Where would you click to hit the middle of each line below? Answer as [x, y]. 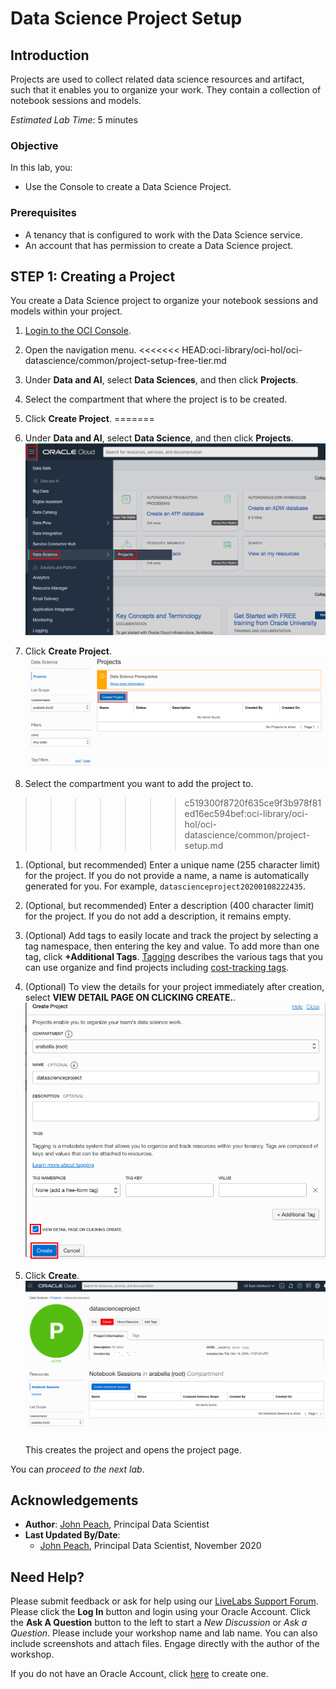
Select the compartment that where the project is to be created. [156, 399]
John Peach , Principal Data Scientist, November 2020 [150, 1546]
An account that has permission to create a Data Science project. [159, 245]
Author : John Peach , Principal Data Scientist [117, 1524]
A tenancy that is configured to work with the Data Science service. [163, 234]
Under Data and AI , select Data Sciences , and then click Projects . [161, 380]
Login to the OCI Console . [78, 331]
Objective [34, 145]
